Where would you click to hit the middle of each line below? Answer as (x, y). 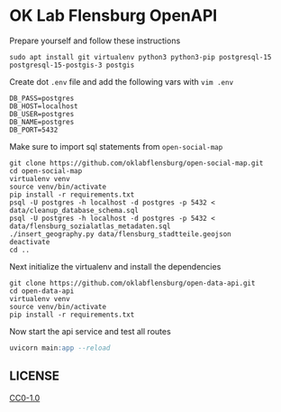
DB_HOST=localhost (44, 106)
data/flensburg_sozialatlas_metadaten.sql (90, 226)
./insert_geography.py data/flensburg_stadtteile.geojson (120, 234)
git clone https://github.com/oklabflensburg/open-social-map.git (136, 163)
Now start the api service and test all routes (90, 331)
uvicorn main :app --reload (60, 348)
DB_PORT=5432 (34, 130)
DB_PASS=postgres (42, 98)
